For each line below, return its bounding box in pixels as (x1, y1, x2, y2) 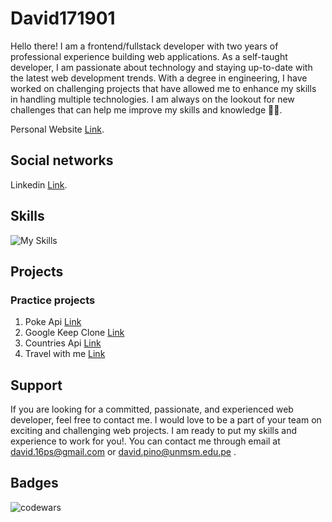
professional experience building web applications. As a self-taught (10, 50, 288, 62)
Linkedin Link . (10, 178, 68, 191)
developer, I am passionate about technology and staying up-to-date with (10, 61, 313, 73)
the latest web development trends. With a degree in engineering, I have (10, 72, 308, 84)
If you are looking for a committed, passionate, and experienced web (10, 403, 294, 416)
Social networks (10, 152, 114, 169)
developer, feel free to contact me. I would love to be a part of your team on (10, 414, 322, 426)
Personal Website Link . (10, 123, 105, 135)
